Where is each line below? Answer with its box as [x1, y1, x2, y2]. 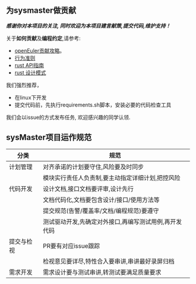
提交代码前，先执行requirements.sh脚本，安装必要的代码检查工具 [14, 101, 171, 108]
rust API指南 [14, 61, 44, 69]
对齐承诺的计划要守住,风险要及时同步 [43, 163, 144, 171]
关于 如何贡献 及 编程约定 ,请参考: [6, 35, 81, 42]
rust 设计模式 [14, 69, 47, 76]
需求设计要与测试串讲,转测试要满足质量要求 [43, 268, 162, 276]
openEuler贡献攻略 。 [14, 47, 65, 54]
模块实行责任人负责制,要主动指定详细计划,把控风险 [43, 173, 181, 182]
